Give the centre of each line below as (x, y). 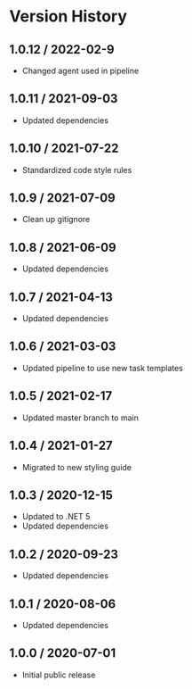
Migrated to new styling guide (76, 467)
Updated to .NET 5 (56, 517)
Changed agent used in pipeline (80, 71)
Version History (68, 17)
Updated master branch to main (80, 418)
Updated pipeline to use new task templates (103, 368)
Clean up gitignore (56, 220)
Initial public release (59, 675)
